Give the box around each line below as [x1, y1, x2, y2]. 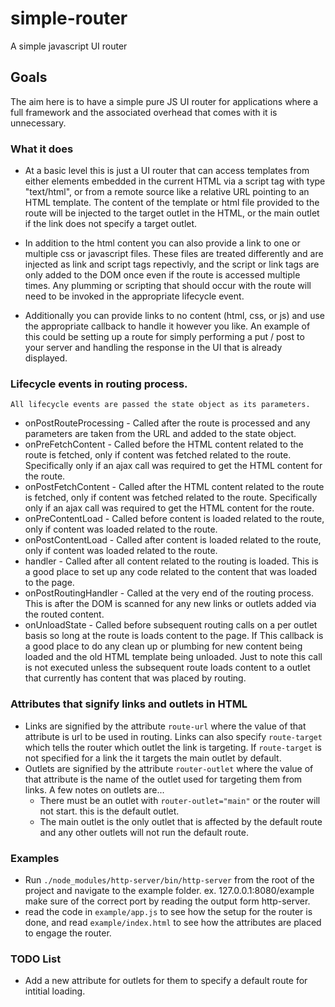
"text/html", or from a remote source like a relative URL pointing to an [24, 186, 310, 198]
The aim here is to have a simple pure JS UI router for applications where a [10, 95, 319, 107]
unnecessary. [10, 117, 67, 129]
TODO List [10, 952, 62, 966]
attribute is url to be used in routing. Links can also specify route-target [24, 730, 323, 742]
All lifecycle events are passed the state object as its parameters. [10, 400, 311, 410]
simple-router [10, 7, 128, 30]
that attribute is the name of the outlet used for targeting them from [24, 773, 303, 785]
